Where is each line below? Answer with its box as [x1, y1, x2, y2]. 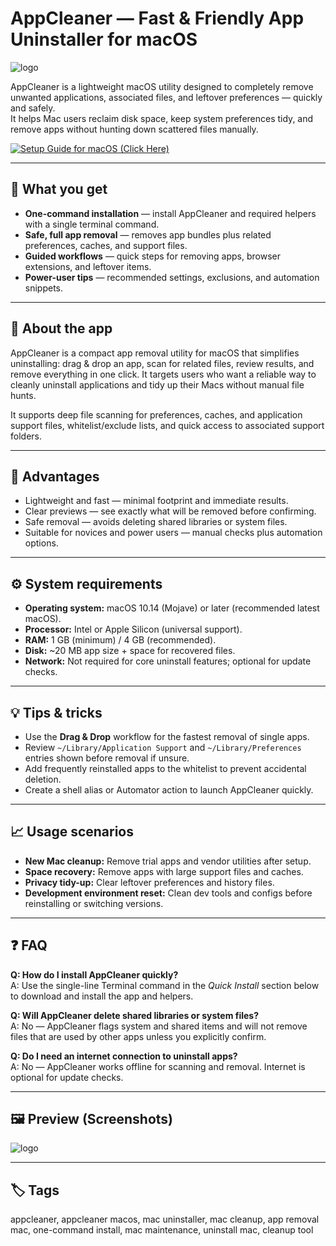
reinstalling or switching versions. [24, 897, 164, 909]
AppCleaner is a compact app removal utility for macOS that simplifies [10, 347, 300, 359]
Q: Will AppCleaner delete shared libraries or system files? [10, 1009, 260, 1021]
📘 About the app [10, 320, 113, 337]
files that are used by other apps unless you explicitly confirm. [10, 1030, 267, 1042]
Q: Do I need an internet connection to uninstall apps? [10, 1050, 238, 1062]
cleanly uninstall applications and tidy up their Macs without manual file [10, 378, 305, 391]
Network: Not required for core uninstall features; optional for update [24, 655, 312, 667]
